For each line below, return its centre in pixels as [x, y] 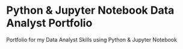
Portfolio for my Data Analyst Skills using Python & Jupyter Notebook [92, 39]
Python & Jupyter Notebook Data [90, 10]
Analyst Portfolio [49, 23]
